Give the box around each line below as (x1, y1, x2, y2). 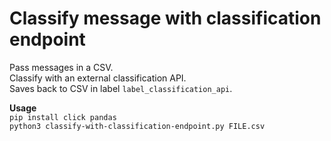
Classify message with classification (9, 7, 322, 30)
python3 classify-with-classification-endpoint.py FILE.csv (9, 121, 266, 131)
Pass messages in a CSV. (9, 61, 114, 73)
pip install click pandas (9, 112, 117, 122)
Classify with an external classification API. (9, 72, 187, 84)
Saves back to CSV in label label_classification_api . (9, 82, 233, 94)
